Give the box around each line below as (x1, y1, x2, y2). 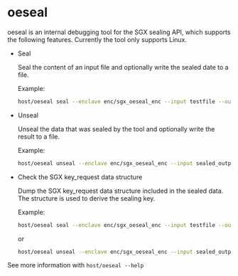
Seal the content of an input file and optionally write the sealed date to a (17, 63, 229, 71)
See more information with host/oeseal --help (7, 261, 144, 270)
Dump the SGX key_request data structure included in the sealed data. (17, 186, 224, 195)
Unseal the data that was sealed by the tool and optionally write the (17, 124, 215, 133)
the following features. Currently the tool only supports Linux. (7, 35, 187, 43)
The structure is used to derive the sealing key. (17, 193, 156, 203)
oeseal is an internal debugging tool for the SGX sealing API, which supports (7, 28, 231, 36)
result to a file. (17, 132, 60, 141)
